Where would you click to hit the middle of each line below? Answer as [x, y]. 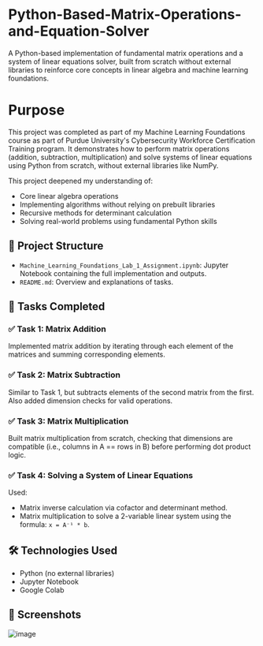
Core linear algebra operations [69, 196]
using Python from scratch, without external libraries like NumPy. [113, 165]
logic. [17, 454]
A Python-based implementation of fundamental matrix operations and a [126, 53]
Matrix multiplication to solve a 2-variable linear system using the [125, 516]
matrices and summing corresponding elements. [87, 355]
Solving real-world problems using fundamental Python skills [119, 221]
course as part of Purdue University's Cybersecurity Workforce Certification [132, 140]
